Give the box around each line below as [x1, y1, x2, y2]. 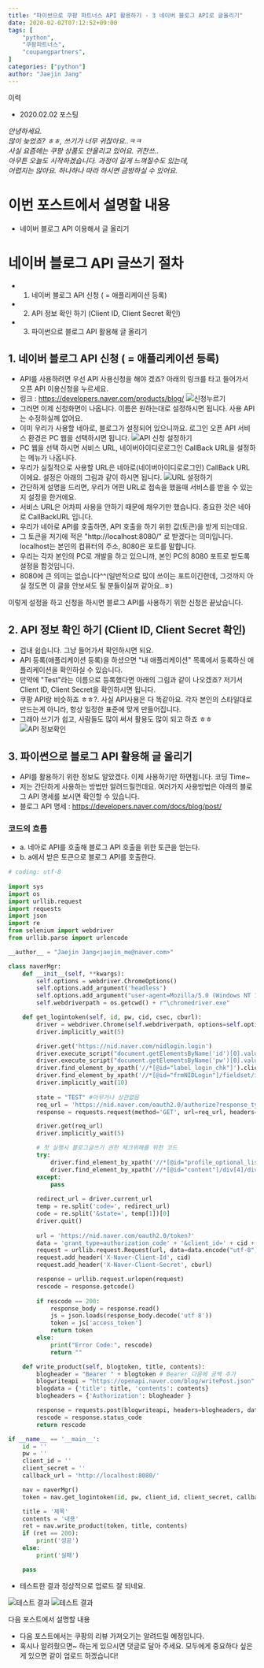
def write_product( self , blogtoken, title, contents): [22, 1362, 206, 1371]
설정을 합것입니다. [19, 561, 75, 571]
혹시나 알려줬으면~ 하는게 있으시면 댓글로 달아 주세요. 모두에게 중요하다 [19, 1640, 238, 1651]
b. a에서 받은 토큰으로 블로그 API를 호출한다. [19, 853, 156, 862]
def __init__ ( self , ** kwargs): [22, 970, 125, 978]
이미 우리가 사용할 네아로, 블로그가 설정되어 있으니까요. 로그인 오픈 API [19, 423, 236, 433]
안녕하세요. [8, 126, 42, 136]
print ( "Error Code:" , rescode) [49, 1341, 153, 1349]
